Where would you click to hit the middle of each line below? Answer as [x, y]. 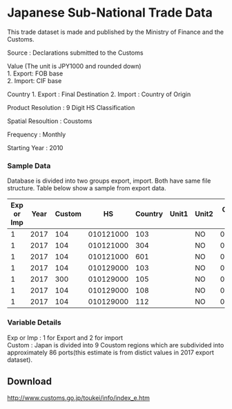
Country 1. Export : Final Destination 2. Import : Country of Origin [99, 94]
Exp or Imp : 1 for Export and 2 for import [65, 338]
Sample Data [29, 165]
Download [29, 381]
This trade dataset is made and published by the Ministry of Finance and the [116, 32]
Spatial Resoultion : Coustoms [50, 121]
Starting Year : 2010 [35, 147]
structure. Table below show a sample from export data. [87, 188]
